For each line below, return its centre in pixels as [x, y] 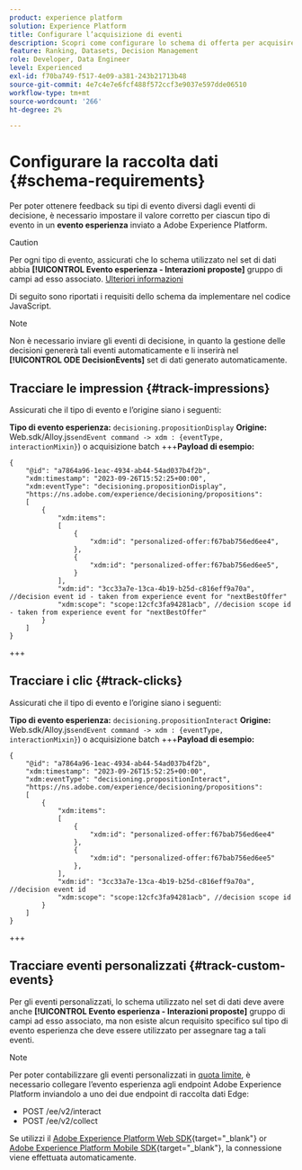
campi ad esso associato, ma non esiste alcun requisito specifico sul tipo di [149, 1021]
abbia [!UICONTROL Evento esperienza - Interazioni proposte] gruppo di [146, 270]
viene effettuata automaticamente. [73, 1157]
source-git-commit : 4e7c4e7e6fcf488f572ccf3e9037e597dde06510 [128, 85]
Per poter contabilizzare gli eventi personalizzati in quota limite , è [130, 1075]
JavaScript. [31, 306]
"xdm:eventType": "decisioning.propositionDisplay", [126, 487]
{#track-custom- [237, 966]
